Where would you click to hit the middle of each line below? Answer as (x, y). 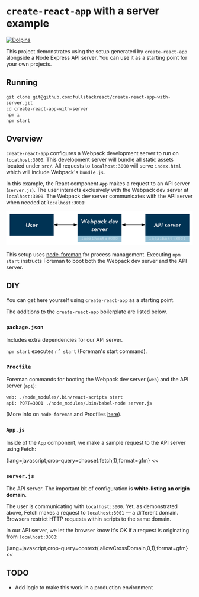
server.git (20, 103)
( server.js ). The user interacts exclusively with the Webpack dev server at (97, 190)
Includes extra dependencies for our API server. (65, 340)
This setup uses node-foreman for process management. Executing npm (93, 255)
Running (22, 83)
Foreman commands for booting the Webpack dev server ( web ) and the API (97, 380)
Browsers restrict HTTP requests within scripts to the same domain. (89, 519)
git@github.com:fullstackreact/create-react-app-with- (101, 97)
